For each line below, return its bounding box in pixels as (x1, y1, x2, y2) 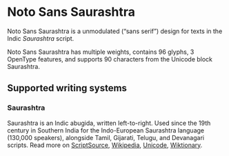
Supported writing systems (7, 82, 128, 94)
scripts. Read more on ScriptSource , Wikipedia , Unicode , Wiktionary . (7, 141, 203, 149)
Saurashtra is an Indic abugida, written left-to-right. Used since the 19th (7, 119, 211, 127)
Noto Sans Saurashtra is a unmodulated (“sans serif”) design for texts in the (7, 27, 223, 35)
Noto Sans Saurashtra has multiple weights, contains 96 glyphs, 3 (7, 48, 195, 56)
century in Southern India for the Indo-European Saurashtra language (7, 126, 205, 135)
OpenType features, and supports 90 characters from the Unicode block (7, 55, 212, 63)
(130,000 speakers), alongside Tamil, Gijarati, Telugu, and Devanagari (7, 133, 205, 142)
